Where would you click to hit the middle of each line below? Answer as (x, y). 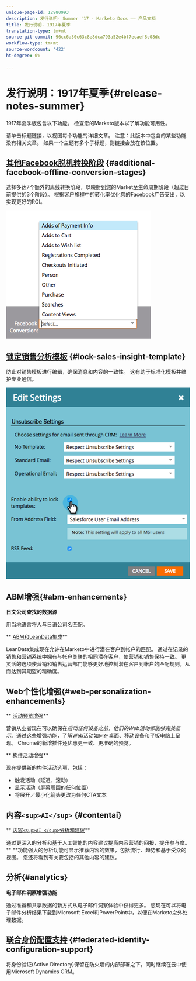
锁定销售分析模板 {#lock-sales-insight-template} (96, 357)
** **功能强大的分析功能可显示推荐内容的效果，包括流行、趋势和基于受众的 (96, 850)
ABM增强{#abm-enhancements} (66, 597)
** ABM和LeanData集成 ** (37, 637)
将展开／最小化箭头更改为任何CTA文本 (60, 795)
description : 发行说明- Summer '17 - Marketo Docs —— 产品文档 (81, 18)
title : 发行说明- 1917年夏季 (38, 25)
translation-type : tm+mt (36, 31)
